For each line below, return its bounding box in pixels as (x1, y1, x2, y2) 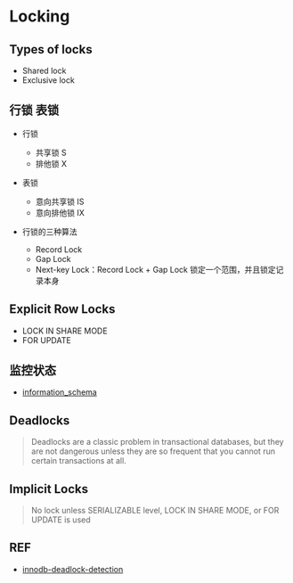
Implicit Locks (9, 481, 89, 497)
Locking (9, 6, 70, 27)
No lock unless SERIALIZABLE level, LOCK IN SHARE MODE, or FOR (30, 505, 280, 516)
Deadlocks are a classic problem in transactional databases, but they (30, 437, 284, 448)
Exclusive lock (21, 75, 76, 86)
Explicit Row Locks (9, 301, 116, 317)
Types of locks (9, 42, 93, 57)
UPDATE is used (30, 514, 91, 525)
